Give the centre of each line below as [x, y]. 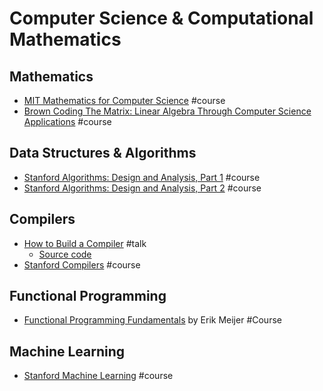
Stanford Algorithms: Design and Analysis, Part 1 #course [142, 177]
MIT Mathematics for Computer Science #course [124, 100]
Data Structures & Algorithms [103, 153]
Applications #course [67, 121]
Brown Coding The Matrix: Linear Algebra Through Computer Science [167, 111]
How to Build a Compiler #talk [85, 243]
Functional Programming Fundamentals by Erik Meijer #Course [152, 320]
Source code [65, 254]
